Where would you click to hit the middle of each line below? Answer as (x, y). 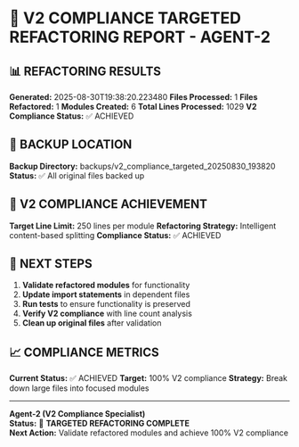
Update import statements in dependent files (106, 294)
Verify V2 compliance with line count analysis (107, 314)
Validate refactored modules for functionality (106, 286)
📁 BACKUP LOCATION (71, 145)
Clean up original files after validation (92, 323)
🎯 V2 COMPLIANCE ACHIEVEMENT (108, 204)
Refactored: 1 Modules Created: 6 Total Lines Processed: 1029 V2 (133, 107)
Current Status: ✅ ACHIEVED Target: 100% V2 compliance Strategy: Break (148, 378)
